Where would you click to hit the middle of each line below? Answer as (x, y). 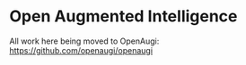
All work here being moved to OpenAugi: (84, 41)
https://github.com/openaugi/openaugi (81, 50)
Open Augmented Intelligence (123, 16)
